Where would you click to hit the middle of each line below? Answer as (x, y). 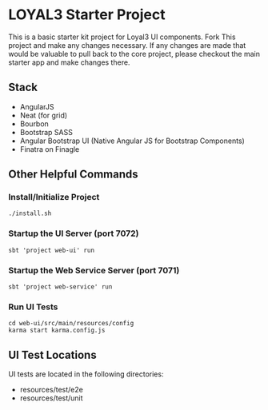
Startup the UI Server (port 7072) (74, 233)
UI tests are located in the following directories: (86, 374)
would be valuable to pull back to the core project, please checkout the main (134, 54)
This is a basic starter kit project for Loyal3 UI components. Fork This (122, 37)
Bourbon (34, 123)
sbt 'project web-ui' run (51, 250)
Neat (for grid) (44, 115)
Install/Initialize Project (54, 197)
